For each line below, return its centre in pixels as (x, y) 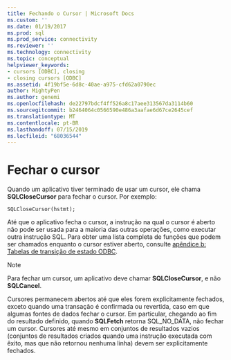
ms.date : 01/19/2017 (37, 26)
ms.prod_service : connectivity (52, 39)
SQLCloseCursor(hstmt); (41, 209)
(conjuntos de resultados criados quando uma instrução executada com (110, 336)
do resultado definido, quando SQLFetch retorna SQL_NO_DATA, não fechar (115, 321)
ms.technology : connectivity (49, 53)
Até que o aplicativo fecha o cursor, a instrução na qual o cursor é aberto (111, 222)
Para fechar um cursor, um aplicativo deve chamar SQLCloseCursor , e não (114, 278)
